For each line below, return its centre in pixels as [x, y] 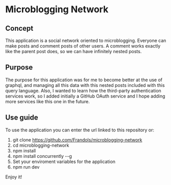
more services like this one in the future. [48, 101]
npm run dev [26, 167]
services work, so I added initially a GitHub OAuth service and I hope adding [85, 96]
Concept [19, 28]
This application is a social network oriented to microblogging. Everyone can [86, 40]
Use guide [22, 118]
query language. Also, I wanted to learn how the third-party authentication [83, 90]
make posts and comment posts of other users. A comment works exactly [83, 46]
